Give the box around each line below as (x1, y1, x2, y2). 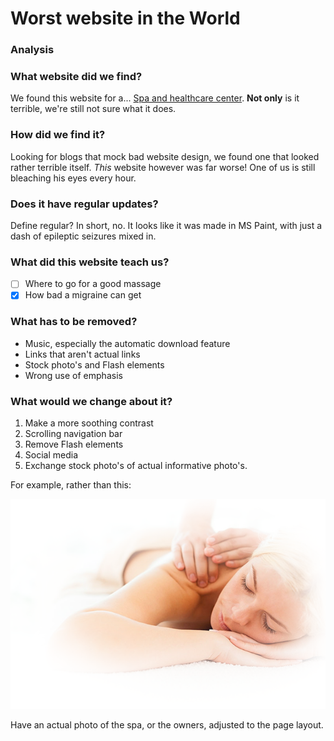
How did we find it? (10, 128, 106, 142)
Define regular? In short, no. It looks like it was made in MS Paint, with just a (10, 220, 323, 231)
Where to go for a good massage (24, 278, 162, 290)
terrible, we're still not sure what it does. (10, 103, 177, 115)
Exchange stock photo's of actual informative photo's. (24, 460, 248, 472)
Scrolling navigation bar (24, 428, 123, 440)
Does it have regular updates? (10, 197, 159, 211)
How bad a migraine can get (24, 289, 142, 301)
